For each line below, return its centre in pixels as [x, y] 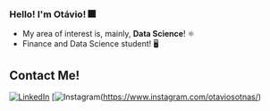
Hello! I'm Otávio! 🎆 [52, 14]
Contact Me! [45, 75]
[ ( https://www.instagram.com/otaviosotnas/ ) [156, 97]
